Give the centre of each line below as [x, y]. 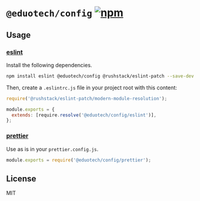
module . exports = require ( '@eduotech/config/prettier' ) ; [79, 160]
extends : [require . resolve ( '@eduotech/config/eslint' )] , [84, 115]
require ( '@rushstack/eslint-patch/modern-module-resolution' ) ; [87, 98]
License [21, 178]
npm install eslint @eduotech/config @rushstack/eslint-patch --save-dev [100, 76]
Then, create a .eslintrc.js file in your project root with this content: [92, 88]
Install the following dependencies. [49, 65]
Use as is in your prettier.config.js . [52, 149]
